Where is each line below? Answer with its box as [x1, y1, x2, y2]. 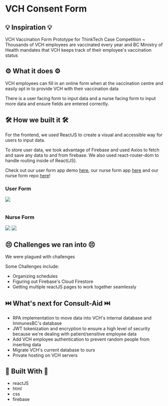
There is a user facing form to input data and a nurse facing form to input [5, 95, 156, 101]
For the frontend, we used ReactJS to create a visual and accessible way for [5, 132, 163, 138]
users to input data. [5, 137, 46, 143]
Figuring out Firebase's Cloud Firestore [12, 278, 94, 284]
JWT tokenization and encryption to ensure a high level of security [12, 326, 150, 332]
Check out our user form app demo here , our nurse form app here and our [5, 167, 159, 173]
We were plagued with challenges [5, 254, 75, 260]
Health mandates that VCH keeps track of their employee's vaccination [5, 47, 152, 53]
